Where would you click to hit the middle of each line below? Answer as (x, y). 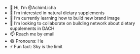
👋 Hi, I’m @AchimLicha (33, 8)
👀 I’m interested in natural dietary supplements (57, 13)
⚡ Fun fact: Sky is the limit (36, 46)
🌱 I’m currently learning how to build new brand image (65, 18)
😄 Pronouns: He (26, 41)
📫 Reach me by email (32, 34)
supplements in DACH (32, 28)
